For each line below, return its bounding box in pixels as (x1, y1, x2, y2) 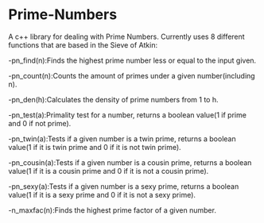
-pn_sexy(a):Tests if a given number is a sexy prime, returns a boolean (8, 181, 239, 191)
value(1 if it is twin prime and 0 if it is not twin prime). (8, 142, 181, 152)
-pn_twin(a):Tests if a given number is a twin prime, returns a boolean (8, 133, 236, 144)
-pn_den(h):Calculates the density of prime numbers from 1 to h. (8, 94, 219, 104)
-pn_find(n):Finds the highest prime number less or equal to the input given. (8, 56, 257, 65)
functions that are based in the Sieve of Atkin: (8, 40, 157, 49)
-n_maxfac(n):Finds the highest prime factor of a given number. (8, 205, 217, 215)
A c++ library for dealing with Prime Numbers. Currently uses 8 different (8, 32, 245, 41)
